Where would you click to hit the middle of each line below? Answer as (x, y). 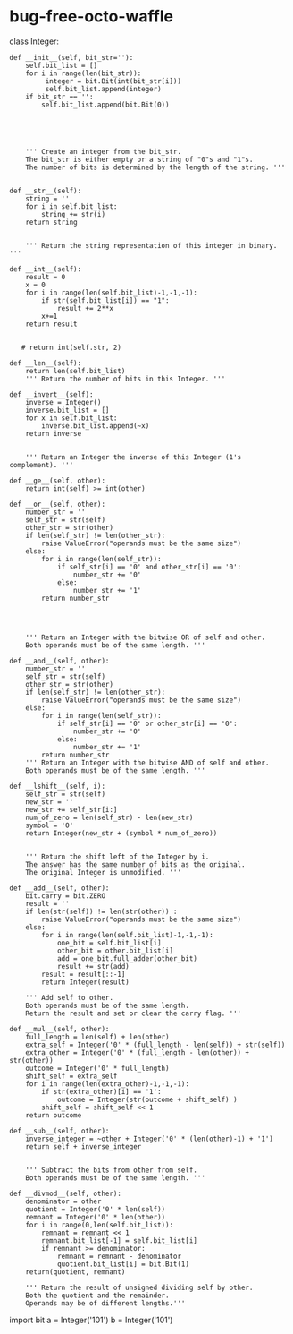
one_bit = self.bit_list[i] (109, 943)
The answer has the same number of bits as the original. (135, 864)
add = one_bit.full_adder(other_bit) (127, 958)
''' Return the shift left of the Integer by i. (117, 857)
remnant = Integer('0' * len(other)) (96, 1217)
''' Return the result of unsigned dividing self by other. (139, 1287)
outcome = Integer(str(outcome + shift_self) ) (147, 1099)
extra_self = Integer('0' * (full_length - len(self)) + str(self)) (155, 1045)
